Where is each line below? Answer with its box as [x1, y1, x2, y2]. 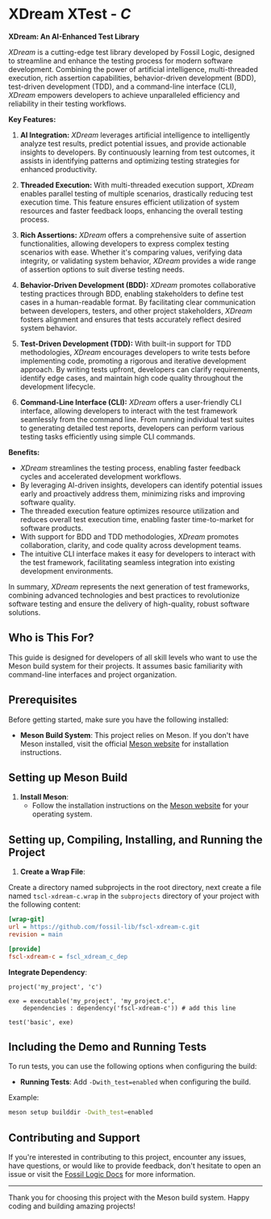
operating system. [31, 809, 93, 819]
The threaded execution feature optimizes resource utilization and [19, 506, 240, 516]
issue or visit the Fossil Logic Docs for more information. [8, 1170, 196, 1179]
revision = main [8, 930, 63, 939]
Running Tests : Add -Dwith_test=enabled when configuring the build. [19, 1077, 252, 1087]
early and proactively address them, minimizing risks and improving [19, 488, 245, 498]
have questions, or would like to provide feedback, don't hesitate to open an [8, 1161, 261, 1170]
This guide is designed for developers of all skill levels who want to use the [8, 652, 258, 662]
